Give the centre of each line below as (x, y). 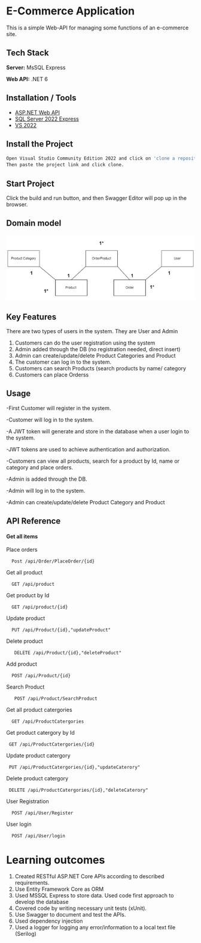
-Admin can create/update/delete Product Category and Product (86, 502)
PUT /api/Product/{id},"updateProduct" (61, 630)
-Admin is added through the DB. (47, 479)
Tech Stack (28, 53)
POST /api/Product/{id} (41, 676)
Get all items (22, 536)
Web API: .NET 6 (27, 79)
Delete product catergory (37, 779)
